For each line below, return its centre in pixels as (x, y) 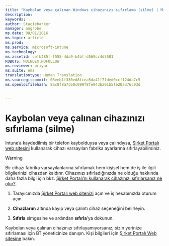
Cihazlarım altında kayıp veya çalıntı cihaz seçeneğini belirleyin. (79, 208)
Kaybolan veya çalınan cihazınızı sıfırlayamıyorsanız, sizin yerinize (74, 228)
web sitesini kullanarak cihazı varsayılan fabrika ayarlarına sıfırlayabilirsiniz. (83, 148)
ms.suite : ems (20, 71)
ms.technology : (21, 52)
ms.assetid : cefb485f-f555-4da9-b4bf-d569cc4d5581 (59, 56)
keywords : (16, 19)
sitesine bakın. (20, 238)
